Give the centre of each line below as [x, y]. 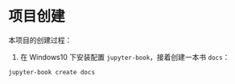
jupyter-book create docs [52, 72]
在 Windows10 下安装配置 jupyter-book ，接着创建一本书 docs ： [125, 57]
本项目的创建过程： [40, 40]
